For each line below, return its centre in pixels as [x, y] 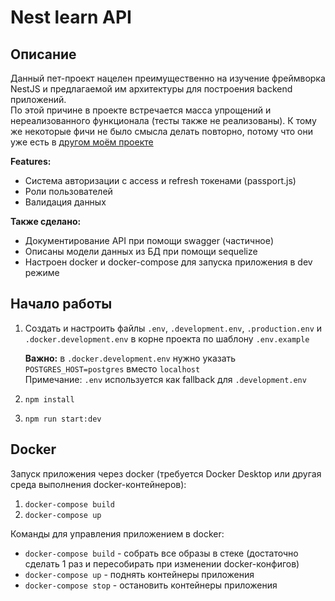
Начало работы [61, 304]
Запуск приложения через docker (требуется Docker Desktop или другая [166, 473]
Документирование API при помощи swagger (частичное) [149, 240]
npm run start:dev [63, 419]
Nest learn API [71, 17]
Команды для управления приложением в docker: [117, 533]
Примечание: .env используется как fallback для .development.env [165, 379]
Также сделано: [46, 221]
